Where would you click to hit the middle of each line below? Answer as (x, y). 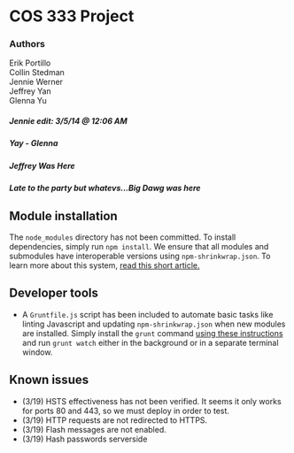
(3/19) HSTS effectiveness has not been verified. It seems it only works (151, 401)
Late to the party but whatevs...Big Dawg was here (105, 188)
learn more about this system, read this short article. (104, 265)
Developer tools (54, 293)
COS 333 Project (72, 16)
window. (37, 352)
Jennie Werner (36, 82)
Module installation (63, 215)
